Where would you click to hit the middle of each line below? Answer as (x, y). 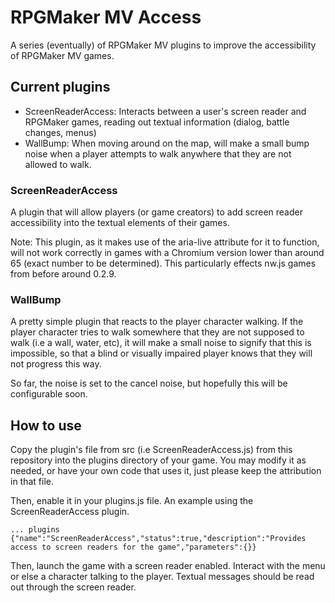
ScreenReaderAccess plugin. (70, 512)
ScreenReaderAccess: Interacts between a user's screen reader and (165, 111)
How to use (46, 425)
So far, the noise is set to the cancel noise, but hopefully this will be (149, 383)
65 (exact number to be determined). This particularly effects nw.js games (163, 263)
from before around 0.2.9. (63, 274)
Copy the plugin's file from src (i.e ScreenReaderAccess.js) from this (151, 450)
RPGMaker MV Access (106, 17)
